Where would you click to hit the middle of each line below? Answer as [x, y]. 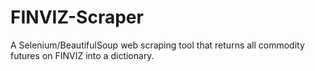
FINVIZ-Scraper [77, 17]
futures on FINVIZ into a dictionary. [82, 55]
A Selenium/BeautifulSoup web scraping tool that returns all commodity [157, 45]
